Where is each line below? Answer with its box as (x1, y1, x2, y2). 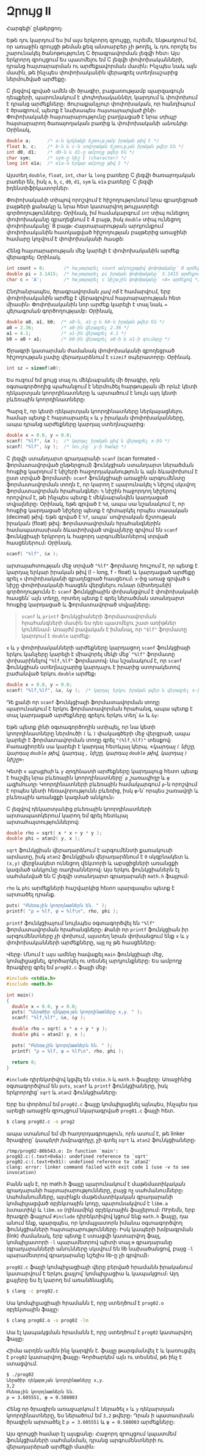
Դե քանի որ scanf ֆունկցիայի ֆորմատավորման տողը (6, 698, 160, 705)
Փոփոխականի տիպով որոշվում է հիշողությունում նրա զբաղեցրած (6, 196, 198, 204)
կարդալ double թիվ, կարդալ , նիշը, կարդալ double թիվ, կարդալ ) (6, 749, 187, 756)
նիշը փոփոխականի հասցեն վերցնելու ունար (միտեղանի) (6, 581, 172, 588)
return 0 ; (12, 1059, 37, 1065)
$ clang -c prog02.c (6, 1288, 59, 1294)
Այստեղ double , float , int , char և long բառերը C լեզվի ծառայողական (6, 171, 195, 179)
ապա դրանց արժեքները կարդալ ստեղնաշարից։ (6, 420, 146, 428)
